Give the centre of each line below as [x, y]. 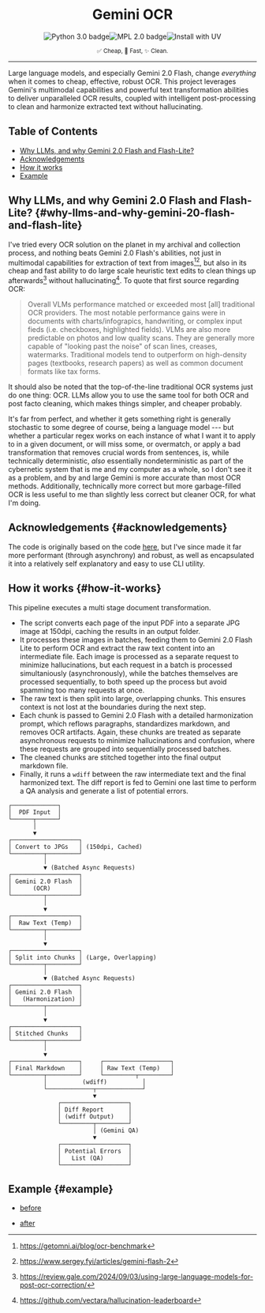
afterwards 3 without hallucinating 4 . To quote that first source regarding [123, 280]
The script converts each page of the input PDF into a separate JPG [130, 623]
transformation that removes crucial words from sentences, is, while [119, 452]
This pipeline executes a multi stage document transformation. [110, 607]
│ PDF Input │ [35, 812]
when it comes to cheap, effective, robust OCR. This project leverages [122, 81]
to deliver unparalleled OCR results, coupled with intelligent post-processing [132, 98]
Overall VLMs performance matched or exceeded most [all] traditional [141, 304]
